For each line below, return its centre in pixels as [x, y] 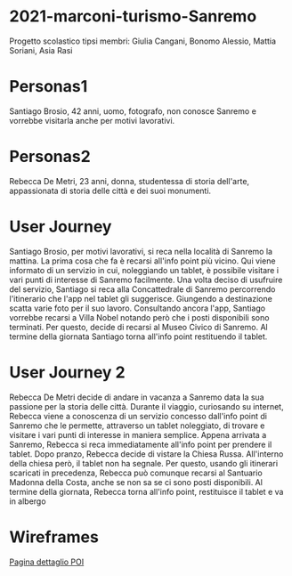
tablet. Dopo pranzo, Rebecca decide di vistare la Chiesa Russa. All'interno [146, 454]
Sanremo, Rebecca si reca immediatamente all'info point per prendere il [141, 444]
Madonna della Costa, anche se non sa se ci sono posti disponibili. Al [136, 482]
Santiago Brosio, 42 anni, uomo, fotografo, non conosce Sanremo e [133, 111]
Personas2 [50, 157]
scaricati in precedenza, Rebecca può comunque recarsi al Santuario [136, 473]
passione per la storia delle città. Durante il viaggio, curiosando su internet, [146, 406]
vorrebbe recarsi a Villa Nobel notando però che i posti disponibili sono [139, 317]
